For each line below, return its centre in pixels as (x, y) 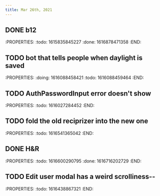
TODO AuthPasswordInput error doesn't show (78, 93)
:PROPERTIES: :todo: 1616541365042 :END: (49, 133)
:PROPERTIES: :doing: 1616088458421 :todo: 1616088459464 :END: (75, 77)
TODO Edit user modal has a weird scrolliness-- (80, 177)
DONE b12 (21, 30)
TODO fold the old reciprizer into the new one (77, 121)
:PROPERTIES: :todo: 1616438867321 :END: (49, 188)
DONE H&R (22, 149)
